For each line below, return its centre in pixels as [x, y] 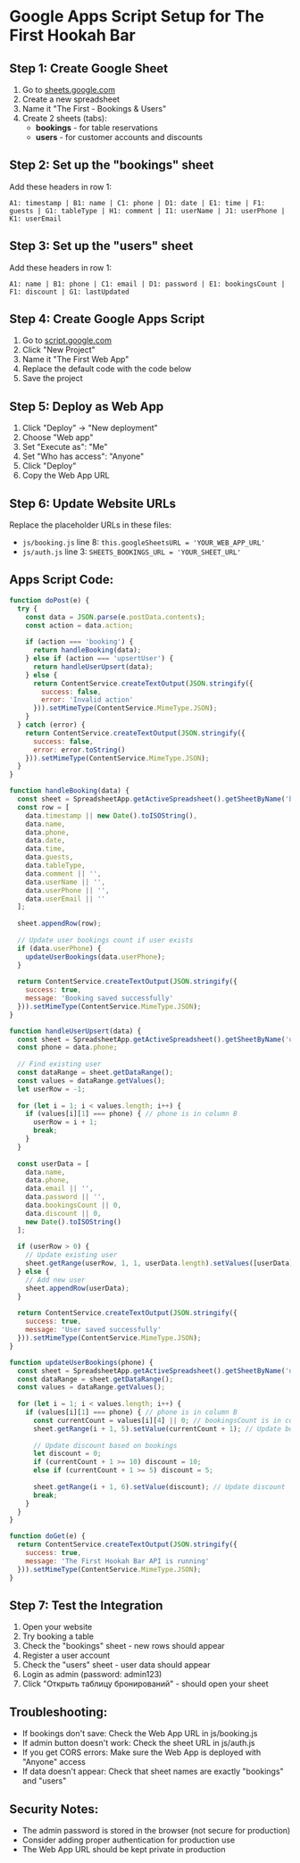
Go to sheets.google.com [69, 90]
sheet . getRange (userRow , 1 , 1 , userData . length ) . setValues [137, 1264]
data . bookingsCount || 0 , [74, 1205]
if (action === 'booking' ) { [79, 642]
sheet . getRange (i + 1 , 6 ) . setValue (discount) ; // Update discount [159, 1487]
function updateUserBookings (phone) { [81, 1362]
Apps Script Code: [62, 580]
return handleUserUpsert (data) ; [93, 667]
